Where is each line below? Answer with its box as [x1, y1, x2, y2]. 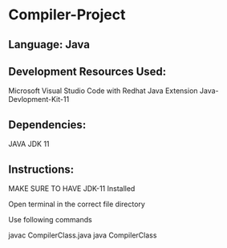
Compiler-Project [8, 6, 126, 24]
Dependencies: [8, 118, 87, 132]
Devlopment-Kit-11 [8, 95, 70, 104]
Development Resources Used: [8, 64, 167, 78]
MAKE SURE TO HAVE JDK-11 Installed [8, 184, 136, 193]
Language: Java [8, 38, 91, 51]
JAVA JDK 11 [8, 139, 50, 149]
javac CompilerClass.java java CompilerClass [8, 230, 157, 240]
